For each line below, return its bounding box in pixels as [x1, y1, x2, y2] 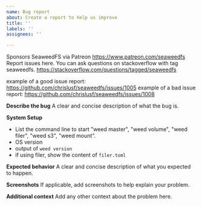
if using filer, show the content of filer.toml [15, 152, 126, 159]
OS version [15, 138, 43, 146]
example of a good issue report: [6, 78, 86, 85]
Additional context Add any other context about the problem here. [6, 193, 172, 200]
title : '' [6, 20, 31, 26]
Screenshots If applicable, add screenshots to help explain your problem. [6, 181, 190, 188]
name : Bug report [6, 8, 50, 15]
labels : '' [6, 25, 34, 32]
